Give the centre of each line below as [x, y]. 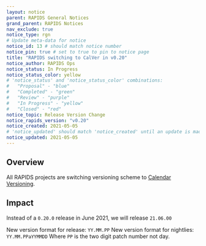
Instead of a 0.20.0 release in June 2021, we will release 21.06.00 [89, 218]
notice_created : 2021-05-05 [42, 126]
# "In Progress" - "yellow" [45, 103]
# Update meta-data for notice [46, 40]
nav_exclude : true [30, 29]
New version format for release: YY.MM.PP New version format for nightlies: [100, 229]
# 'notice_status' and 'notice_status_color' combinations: [85, 80]
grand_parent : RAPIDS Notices [45, 23]
